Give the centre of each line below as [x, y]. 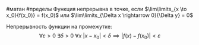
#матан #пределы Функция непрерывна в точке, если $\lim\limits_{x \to [97, 9]
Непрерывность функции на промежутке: [59, 27]
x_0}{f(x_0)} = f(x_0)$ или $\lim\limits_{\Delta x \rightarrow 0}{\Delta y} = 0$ [100, 15]
